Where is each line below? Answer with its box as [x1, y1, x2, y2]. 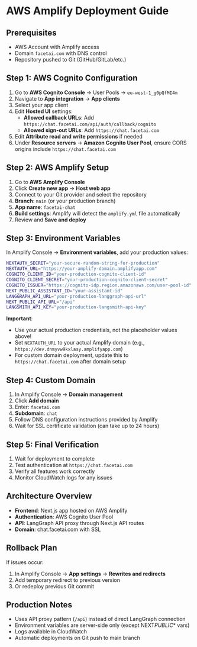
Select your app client [14, 101, 69, 108]
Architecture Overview [6, 491, 92, 501]
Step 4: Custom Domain [6, 375, 96, 385]
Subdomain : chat [14, 410, 57, 417]
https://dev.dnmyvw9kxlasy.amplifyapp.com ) [14, 345, 123, 353]
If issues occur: [6, 558, 44, 566]
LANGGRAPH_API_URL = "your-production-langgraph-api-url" [6, 293, 147, 300]
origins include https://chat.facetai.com [14, 145, 117, 152]
